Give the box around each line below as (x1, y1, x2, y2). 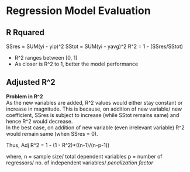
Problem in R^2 (6, 92, 43, 100)
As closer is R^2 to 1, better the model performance (14, 60, 139, 67)
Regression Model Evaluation (6, 4, 151, 18)
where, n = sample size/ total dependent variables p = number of (6, 153, 163, 160)
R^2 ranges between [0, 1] (14, 54, 78, 61)
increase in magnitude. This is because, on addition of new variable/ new (6, 105, 182, 112)
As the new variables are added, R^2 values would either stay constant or (6, 99, 183, 106)
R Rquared (6, 27, 45, 37)
